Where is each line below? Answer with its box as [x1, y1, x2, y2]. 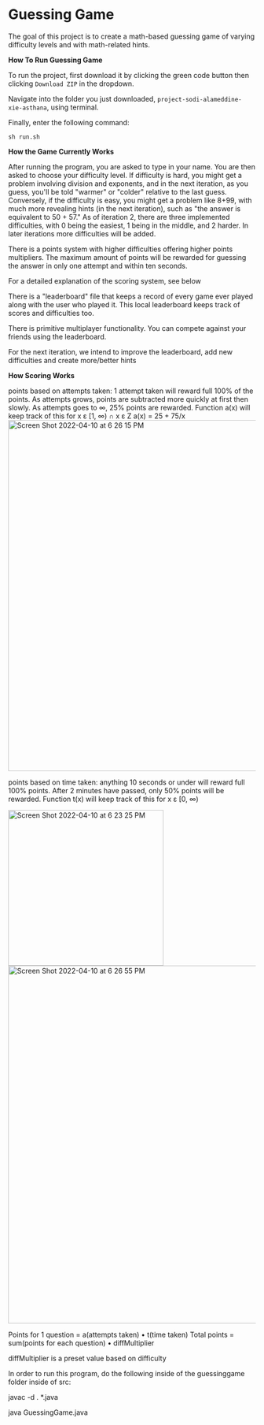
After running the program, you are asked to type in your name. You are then [8, 161, 255, 171]
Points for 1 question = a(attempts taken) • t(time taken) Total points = [8, 1330, 234, 1339]
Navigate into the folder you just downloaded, [8, 94, 156, 103]
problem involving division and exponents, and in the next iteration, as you [8, 179, 249, 188]
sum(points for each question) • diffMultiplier [8, 1338, 155, 1348]
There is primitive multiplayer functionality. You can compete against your [8, 323, 247, 332]
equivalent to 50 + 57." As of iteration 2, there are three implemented [8, 212, 230, 221]
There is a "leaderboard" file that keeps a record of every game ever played [8, 291, 254, 301]
